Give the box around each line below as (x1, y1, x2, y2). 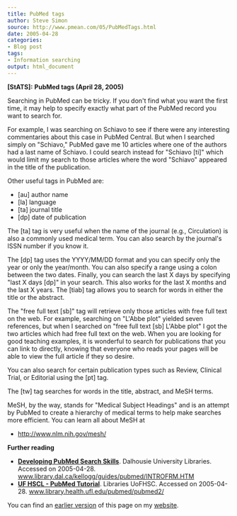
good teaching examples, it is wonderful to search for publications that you (7, 337, 226, 345)
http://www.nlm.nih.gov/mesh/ (17, 430, 107, 438)
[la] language (17, 198, 57, 206)
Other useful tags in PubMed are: (7, 176, 104, 185)
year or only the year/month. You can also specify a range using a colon (7, 263, 217, 271)
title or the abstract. (7, 293, 65, 301)
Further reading (7, 443, 54, 451)
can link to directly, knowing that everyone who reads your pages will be (7, 344, 219, 353)
